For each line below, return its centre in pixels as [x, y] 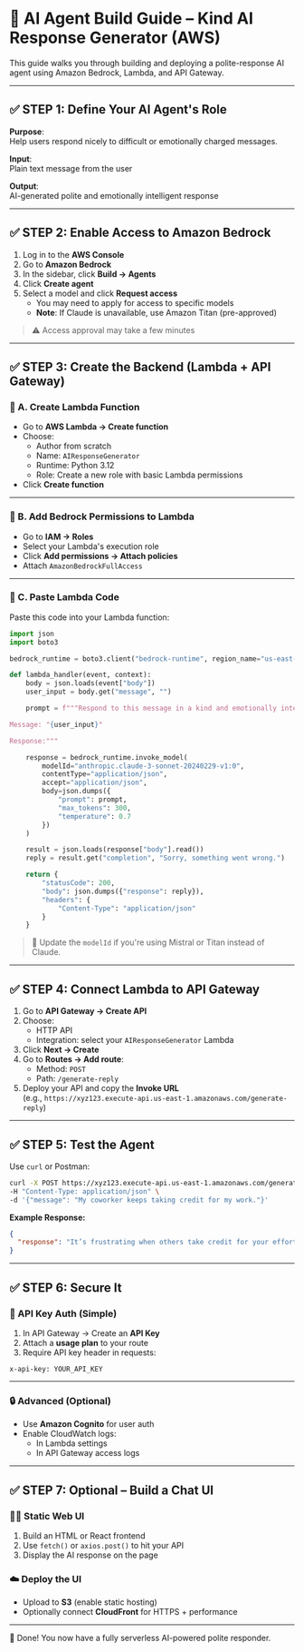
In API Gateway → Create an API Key [91, 1332]
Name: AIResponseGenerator [88, 456]
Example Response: [47, 1217]
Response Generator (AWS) [115, 38]
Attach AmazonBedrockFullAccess [82, 565]
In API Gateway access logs [88, 1453]
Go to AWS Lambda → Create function [95, 427]
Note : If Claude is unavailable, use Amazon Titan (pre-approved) [157, 312]
